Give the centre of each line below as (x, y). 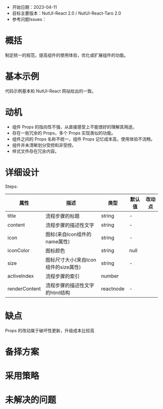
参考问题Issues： (29, 19)
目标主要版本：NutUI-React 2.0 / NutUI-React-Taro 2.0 (66, 13)
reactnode (113, 288)
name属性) (58, 241)
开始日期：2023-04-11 (34, 7)
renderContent (24, 288)
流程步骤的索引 (63, 276)
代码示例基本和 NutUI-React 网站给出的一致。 (50, 91)
